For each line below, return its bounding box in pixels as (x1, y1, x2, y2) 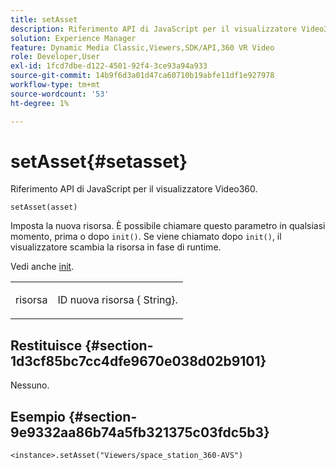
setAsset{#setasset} (10, 150, 188, 173)
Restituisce (10, 337, 83, 354)
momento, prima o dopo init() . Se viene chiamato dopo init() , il (10, 231, 282, 243)
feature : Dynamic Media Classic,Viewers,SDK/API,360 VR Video (10, 42, 275, 53)
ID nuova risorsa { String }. (57, 293, 178, 307)
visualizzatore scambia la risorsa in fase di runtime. (10, 241, 222, 253)
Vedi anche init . (10, 261, 75, 273)
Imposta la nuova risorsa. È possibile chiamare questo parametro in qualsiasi (10, 220, 326, 232)
